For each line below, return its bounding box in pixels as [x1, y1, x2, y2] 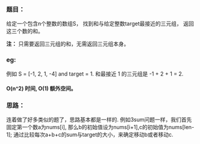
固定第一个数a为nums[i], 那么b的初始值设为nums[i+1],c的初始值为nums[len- [6, 124, 195, 131]
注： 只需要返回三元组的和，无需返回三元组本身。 [6, 40, 130, 47]
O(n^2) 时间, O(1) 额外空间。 [6, 85, 77, 92]
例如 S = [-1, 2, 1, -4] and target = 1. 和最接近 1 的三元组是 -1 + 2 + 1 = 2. [6, 70, 184, 77]
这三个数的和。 [6, 28, 43, 35]
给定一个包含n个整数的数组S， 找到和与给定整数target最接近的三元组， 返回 [6, 20, 195, 28]
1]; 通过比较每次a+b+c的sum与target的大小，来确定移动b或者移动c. [6, 131, 173, 139]
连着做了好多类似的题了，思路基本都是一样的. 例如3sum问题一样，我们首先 [6, 116, 192, 124]
